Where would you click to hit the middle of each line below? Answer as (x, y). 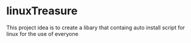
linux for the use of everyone (43, 33)
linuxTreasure (42, 11)
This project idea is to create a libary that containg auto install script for (96, 27)
